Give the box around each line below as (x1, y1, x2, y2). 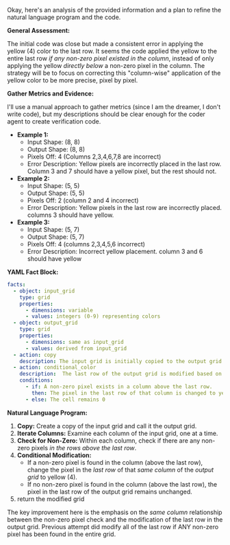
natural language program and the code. (7, 13, 121, 21)
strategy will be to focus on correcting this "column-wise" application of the (7, 69, 221, 77)
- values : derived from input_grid (25, 345, 127, 352)
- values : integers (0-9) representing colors (25, 313, 161, 320)
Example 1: (16, 130, 49, 139)
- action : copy (13, 351, 57, 358)
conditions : (19, 377, 53, 384)
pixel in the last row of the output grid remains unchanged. (27, 487, 193, 496)
